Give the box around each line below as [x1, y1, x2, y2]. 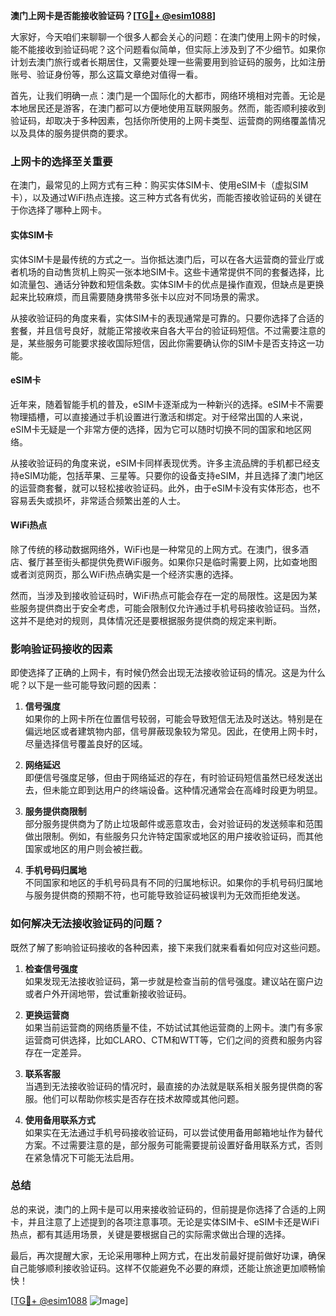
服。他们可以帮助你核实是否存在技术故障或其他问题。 [24, 1092, 245, 1104]
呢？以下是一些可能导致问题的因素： [10, 679, 160, 691]
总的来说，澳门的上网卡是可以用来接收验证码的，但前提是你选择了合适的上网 [10, 1203, 326, 1215]
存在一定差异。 [24, 1046, 87, 1058]
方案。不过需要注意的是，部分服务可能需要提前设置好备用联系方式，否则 [24, 1139, 323, 1151]
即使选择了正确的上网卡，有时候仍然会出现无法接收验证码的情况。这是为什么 [10, 667, 326, 679]
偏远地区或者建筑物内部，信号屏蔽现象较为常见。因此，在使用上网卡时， [24, 725, 323, 738]
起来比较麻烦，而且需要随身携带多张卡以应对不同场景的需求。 [10, 290, 265, 303]
